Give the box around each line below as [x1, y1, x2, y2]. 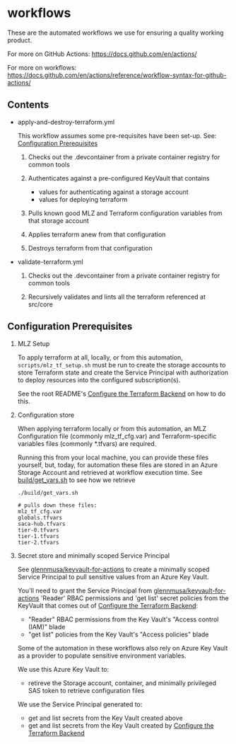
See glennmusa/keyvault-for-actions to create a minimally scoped [17, 565, 210, 573]
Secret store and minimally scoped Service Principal [17, 551, 170, 560]
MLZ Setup [17, 339, 50, 348]
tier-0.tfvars [17, 526, 59, 534]
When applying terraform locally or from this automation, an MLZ [17, 424, 207, 433]
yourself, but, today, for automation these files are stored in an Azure [17, 460, 218, 469]
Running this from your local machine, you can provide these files [17, 453, 209, 462]
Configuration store [17, 411, 75, 419]
